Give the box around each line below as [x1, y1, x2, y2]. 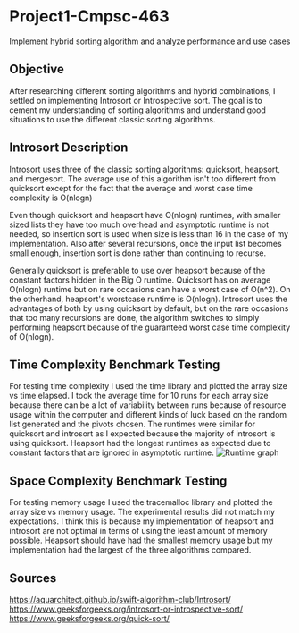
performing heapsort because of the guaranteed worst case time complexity [9, 322, 291, 333]
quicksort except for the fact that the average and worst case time [9, 182, 253, 193]
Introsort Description [9, 140, 129, 156]
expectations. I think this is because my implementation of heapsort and [9, 516, 274, 527]
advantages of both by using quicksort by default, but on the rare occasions [9, 302, 289, 314]
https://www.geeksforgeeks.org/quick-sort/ [9, 613, 170, 623]
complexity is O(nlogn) [9, 192, 93, 203]
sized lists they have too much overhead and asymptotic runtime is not [9, 219, 270, 230]
